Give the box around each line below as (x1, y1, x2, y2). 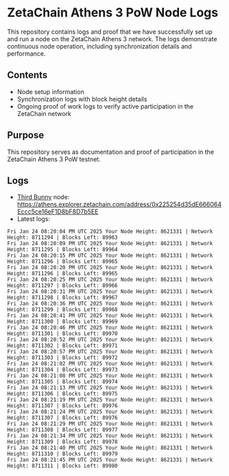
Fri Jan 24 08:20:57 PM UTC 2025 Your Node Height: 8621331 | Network (7, 348, 213, 355)
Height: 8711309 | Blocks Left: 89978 (7, 438, 118, 446)
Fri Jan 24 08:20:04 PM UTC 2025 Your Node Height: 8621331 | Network (7, 228, 213, 235)
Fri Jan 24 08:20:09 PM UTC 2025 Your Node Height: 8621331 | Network (7, 240, 213, 247)
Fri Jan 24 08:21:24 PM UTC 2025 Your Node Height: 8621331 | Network (7, 409, 213, 416)
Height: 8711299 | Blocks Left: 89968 (7, 306, 118, 313)
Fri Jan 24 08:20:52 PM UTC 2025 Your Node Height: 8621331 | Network (7, 337, 213, 343)
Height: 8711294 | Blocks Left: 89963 (7, 234, 118, 241)
